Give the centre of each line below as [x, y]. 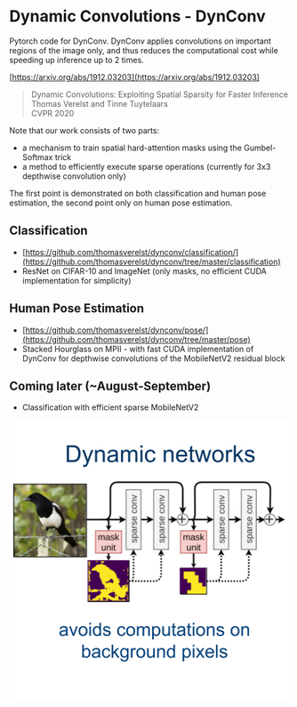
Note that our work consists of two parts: [84, 130]
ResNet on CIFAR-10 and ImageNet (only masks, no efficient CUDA [144, 271]
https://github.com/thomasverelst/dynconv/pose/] [117, 330]
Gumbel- [260, 148]
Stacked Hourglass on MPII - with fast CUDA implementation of [138, 349]
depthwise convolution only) [74, 176]
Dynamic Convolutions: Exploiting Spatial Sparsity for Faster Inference [160, 94]
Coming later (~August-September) [110, 386]
